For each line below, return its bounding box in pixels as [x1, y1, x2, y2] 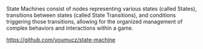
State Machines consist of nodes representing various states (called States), [6, 5, 197, 12]
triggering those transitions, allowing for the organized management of [6, 18, 183, 25]
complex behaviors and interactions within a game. [6, 24, 133, 31]
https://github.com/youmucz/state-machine [6, 36, 116, 43]
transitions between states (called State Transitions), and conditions [6, 11, 176, 19]
